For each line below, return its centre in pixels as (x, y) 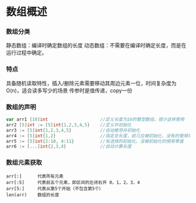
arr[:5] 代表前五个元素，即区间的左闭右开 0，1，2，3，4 (73, 182)
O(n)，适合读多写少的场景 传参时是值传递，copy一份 (69, 90)
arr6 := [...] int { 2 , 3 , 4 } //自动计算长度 (69, 146)
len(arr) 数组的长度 (33, 195)
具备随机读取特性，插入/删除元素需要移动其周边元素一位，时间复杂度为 (91, 83)
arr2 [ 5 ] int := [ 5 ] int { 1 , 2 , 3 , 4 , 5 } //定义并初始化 (69, 125)
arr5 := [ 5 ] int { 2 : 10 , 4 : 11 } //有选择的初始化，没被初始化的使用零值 (95, 141)
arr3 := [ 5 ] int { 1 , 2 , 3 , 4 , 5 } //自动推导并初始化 (73, 130)
